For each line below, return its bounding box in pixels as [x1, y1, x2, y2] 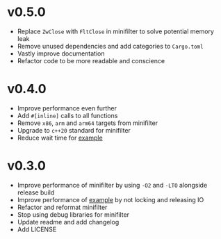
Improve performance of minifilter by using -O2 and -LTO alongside [17, 181, 208, 189]
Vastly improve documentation [17, 49, 106, 58]
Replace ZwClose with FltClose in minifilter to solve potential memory [17, 27, 214, 35]
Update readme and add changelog [17, 217, 120, 226]
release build [17, 188, 55, 197]
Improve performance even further [17, 104, 117, 112]
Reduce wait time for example [17, 133, 103, 142]
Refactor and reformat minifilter [17, 203, 108, 211]
